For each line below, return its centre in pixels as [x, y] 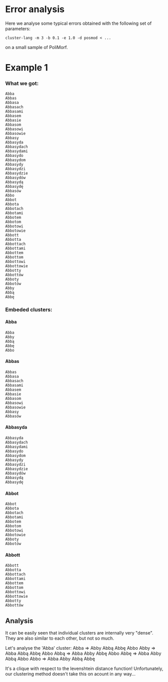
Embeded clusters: [29, 310]
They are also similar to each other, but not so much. [60, 638]
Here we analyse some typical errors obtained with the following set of [78, 23]
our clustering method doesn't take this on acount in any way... [70, 674]
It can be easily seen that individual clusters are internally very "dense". [79, 633]
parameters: [18, 28]
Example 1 [27, 68]
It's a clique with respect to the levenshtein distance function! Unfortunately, [84, 669]
